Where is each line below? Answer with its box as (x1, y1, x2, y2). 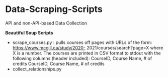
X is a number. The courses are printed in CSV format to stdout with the (12, 50, 161, 56)
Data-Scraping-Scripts (5, 3, 103, 15)
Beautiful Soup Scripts (5, 29, 54, 35)
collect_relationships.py (12, 66, 62, 72)
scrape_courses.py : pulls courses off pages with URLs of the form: (12, 39, 152, 45)
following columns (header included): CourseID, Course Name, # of (12, 55, 152, 61)
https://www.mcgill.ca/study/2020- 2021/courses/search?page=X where (12, 44, 163, 50)
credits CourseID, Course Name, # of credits (12, 60, 105, 66)
